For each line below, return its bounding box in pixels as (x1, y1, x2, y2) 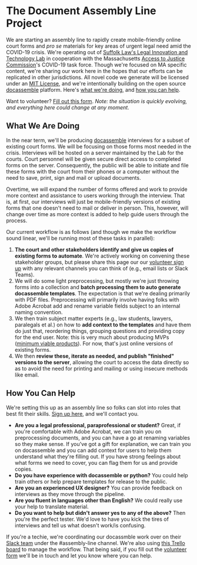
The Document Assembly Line (6, 4, 157, 18)
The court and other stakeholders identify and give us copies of (14, 246, 174, 253)
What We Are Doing (6, 121, 80, 131)
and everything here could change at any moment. (6, 104, 129, 111)
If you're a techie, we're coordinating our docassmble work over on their (6, 533, 181, 540)
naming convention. (14, 308, 63, 316)
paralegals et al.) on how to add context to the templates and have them (14, 321, 191, 328)
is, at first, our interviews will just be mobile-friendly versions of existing (6, 198, 181, 205)
